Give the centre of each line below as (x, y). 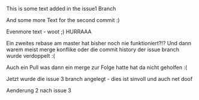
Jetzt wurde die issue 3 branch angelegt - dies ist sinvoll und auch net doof (99, 79)
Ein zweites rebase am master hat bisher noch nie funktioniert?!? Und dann (99, 43)
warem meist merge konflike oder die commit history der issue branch (93, 49)
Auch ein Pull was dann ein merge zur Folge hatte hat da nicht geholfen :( (97, 67)
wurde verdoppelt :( (31, 56)
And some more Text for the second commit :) (63, 20)
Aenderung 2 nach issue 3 (39, 90)
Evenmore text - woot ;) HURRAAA (49, 32)
